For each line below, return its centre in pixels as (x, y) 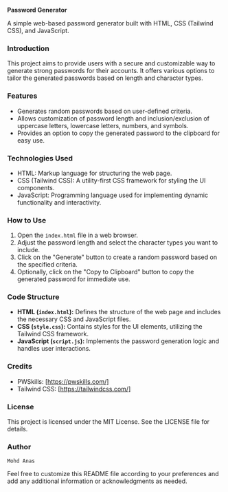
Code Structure (33, 297)
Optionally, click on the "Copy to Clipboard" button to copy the (105, 272)
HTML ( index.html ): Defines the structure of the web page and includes (119, 312)
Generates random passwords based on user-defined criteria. (104, 111)
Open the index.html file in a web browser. (78, 235)
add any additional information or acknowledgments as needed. (97, 481)
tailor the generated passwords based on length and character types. (105, 78)
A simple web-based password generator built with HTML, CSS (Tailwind (111, 23)
